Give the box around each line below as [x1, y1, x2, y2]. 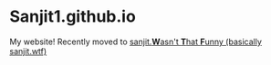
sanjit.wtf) [9, 45, 47, 56]
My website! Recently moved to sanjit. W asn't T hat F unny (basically [9, 36, 263, 47]
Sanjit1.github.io [9, 6, 137, 27]
